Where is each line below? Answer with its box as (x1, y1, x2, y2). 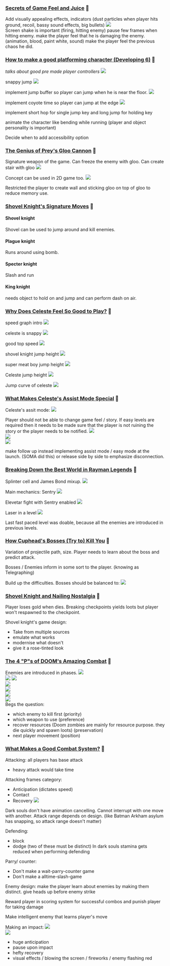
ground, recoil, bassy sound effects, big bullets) (5, 22, 105, 28)
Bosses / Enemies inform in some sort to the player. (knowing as (5, 564, 139, 570)
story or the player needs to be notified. (5, 428, 88, 434)
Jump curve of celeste (5, 382, 52, 388)
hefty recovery (12, 949, 44, 955)
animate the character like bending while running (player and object (5, 119, 146, 125)
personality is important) (5, 124, 57, 130)
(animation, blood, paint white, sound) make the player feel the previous (5, 38, 155, 45)
